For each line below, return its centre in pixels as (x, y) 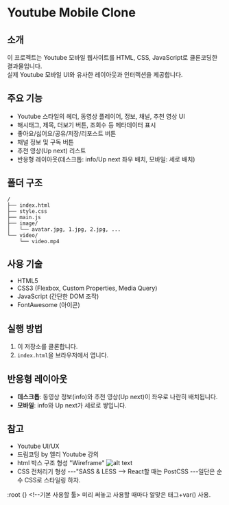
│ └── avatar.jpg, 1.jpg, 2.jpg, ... (64, 229)
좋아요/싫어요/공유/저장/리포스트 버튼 (67, 133)
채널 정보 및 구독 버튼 (45, 142)
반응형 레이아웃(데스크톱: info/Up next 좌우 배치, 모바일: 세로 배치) (106, 159)
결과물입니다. (25, 66)
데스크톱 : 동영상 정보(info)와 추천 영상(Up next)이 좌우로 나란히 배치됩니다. (117, 397)
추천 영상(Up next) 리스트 (51, 150)
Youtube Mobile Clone (71, 13)
